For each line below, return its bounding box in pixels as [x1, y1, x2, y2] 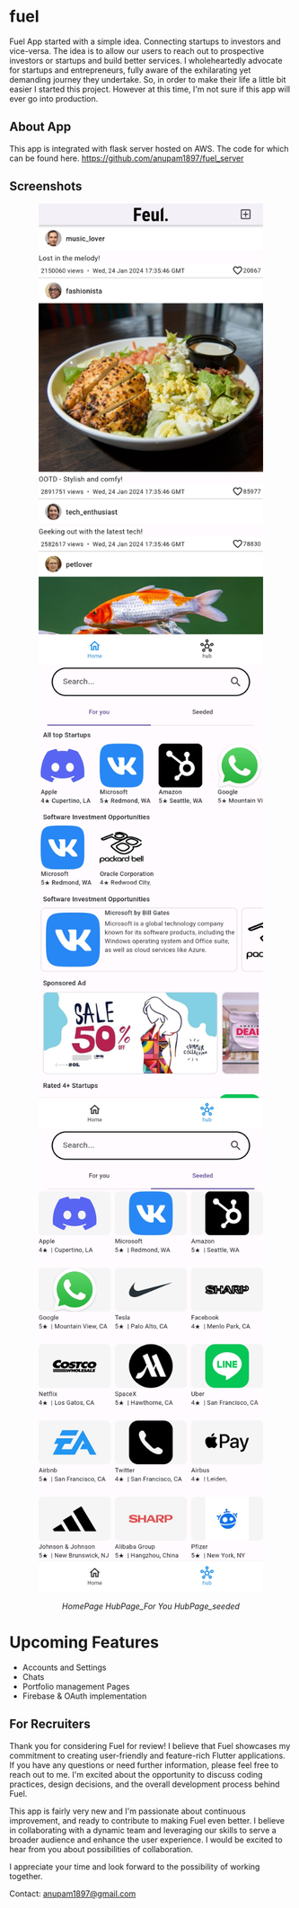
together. [9, 1870, 43, 1881]
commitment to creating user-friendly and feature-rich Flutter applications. [9, 1750, 286, 1761]
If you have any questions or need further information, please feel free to [9, 1759, 279, 1771]
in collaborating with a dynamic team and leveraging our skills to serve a [9, 1824, 277, 1835]
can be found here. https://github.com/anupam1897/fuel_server [9, 153, 244, 163]
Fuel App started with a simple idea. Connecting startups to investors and [9, 36, 281, 47]
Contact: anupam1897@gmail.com [9, 1888, 136, 1899]
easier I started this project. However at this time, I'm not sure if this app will [9, 84, 290, 94]
